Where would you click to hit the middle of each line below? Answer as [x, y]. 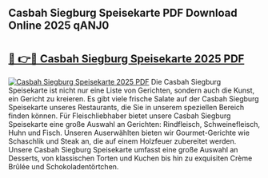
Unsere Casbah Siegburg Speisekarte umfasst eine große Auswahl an [123, 150]
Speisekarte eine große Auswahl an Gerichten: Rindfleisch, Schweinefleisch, [134, 124]
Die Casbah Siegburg [186, 82]
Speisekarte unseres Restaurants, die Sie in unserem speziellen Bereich [126, 107]
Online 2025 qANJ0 [59, 26]
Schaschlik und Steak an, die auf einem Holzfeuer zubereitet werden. [122, 141]
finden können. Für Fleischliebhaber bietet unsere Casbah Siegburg [120, 116]
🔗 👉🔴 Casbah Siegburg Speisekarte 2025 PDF [126, 59]
